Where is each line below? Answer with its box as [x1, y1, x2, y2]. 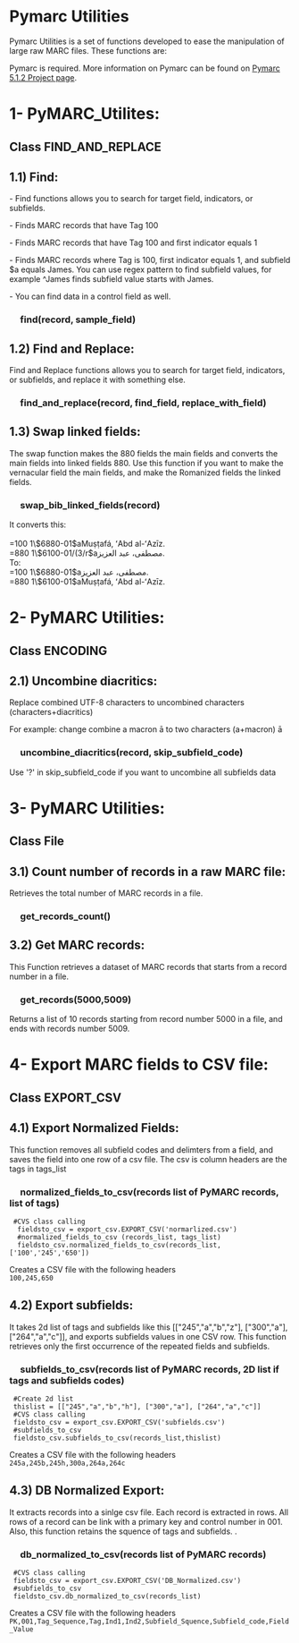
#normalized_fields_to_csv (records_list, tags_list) [17, 1232, 221, 1241]
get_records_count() [20, 910, 112, 923]
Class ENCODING [9, 643, 108, 659]
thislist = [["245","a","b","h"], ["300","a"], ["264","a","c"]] [12, 1402, 262, 1411]
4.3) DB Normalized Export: [9, 1483, 165, 1498]
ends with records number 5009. [9, 1023, 130, 1034]
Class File [9, 834, 65, 849]
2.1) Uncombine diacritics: [9, 674, 158, 689]
